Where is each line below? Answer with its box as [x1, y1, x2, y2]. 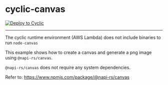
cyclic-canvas [5, 3, 65, 15]
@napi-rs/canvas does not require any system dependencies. [5, 64, 131, 70]
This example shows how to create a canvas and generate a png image [5, 49, 152, 55]
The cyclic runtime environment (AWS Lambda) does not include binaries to [5, 34, 161, 40]
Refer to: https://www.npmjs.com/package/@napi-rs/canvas [5, 74, 130, 80]
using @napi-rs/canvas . [5, 54, 53, 60]
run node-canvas [5, 39, 38, 45]
